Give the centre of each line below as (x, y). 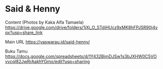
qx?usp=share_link (24, 32)
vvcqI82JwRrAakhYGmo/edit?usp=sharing (47, 61)
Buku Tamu (16, 51)
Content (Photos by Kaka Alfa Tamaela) (45, 22)
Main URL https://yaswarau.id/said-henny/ (47, 41)
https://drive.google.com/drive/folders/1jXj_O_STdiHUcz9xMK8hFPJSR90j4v (81, 27)
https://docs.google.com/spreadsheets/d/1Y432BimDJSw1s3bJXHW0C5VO (81, 56)
